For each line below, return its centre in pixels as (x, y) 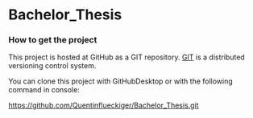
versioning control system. (52, 66)
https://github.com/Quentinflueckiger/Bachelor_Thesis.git (104, 105)
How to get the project (53, 40)
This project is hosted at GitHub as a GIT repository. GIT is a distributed (127, 57)
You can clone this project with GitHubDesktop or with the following (121, 81)
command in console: (44, 90)
